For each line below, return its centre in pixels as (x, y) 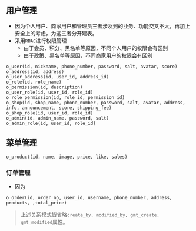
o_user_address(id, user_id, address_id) (58, 77)
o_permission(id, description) (44, 87)
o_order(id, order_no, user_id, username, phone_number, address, (89, 197)
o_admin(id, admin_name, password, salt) (58, 118)
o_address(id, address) (35, 72)
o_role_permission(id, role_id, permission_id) (66, 97)
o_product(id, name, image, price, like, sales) (67, 157)
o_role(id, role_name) (34, 82)
